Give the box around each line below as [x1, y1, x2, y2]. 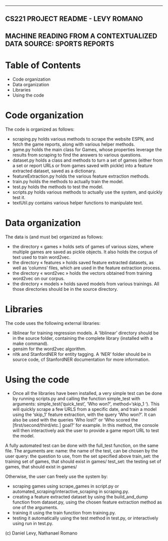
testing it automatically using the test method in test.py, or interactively [12, 515, 158, 521]
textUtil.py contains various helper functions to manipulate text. [12, 200, 143, 206]
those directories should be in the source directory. [12, 286, 118, 292]
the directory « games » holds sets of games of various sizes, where [12, 243, 154, 249]
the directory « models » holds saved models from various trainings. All [12, 281, 159, 287]
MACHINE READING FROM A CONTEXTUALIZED [5, 32, 157, 40]
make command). [12, 340, 49, 346]
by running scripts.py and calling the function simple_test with [12, 396, 140, 402]
